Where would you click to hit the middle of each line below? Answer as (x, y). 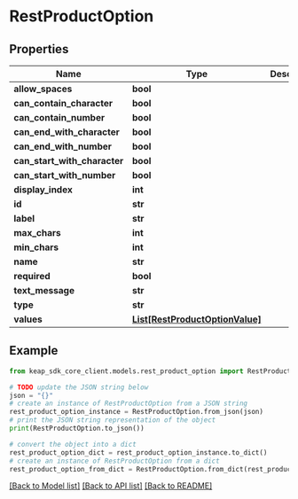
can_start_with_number (65, 175)
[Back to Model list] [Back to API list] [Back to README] (111, 486)
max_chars (37, 233)
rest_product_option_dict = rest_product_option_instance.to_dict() (138, 452)
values (28, 319)
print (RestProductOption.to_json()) (77, 429)
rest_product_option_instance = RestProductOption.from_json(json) (137, 412)
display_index (43, 190)
